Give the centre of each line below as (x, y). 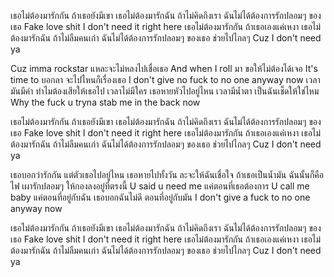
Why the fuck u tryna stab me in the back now (105, 102)
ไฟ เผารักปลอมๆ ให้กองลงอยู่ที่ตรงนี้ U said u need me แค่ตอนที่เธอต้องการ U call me (160, 186)
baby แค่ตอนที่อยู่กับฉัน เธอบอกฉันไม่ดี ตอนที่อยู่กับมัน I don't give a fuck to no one (160, 197)
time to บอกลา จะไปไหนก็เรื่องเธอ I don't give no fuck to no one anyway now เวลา (165, 79)
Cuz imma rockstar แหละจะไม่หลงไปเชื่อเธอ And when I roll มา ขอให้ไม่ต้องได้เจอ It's (164, 68)
